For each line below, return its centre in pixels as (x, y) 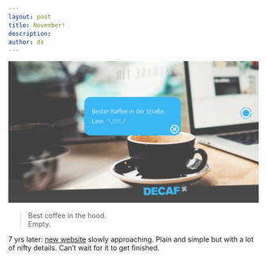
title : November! (37, 25)
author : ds (26, 42)
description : (30, 33)
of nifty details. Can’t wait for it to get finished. (84, 247)
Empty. (39, 223)
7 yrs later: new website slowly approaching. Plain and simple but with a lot (131, 239)
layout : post (30, 17)
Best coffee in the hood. (67, 215)
